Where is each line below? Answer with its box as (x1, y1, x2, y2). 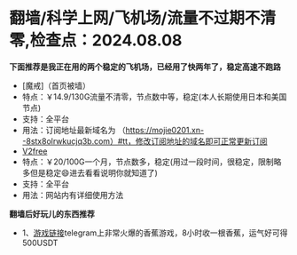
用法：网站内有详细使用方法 (21, 189, 124, 200)
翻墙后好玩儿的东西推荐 (9, 208, 95, 219)
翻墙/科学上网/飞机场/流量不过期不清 (9, 8, 277, 28)
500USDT (21, 237, 59, 248)
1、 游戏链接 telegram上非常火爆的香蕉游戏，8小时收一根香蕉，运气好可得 (21, 227, 288, 238)
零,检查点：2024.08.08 (9, 30, 183, 51)
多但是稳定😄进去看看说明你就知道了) (21, 167, 158, 178)
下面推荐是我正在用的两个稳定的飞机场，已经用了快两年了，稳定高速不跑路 (9, 61, 281, 72)
